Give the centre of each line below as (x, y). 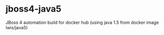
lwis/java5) (17, 27)
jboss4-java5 (33, 9)
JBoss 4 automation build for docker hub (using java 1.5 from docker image (82, 22)
